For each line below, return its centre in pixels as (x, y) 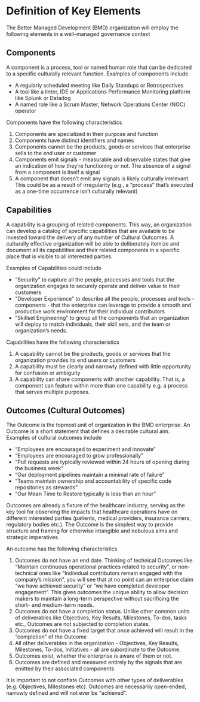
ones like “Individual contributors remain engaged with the (110, 573)
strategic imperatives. (33, 537)
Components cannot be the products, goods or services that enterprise (103, 146)
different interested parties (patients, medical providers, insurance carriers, (99, 518)
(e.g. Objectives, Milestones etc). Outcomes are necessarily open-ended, (96, 686)
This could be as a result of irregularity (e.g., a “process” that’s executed (104, 184)
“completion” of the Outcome (51, 637)
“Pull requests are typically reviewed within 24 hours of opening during (102, 462)
